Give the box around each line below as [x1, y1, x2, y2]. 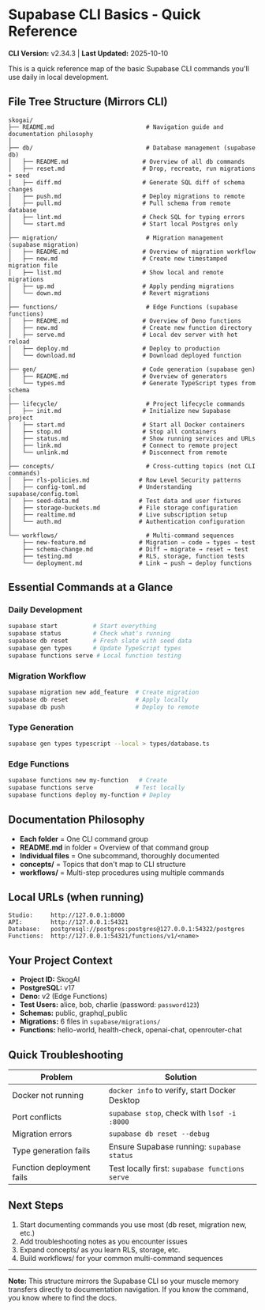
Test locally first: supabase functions [108, 1163, 244, 1174]
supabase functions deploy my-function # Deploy [8, 791, 171, 799]
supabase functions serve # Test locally [8, 784, 185, 792]
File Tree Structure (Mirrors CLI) [8, 95, 168, 108]
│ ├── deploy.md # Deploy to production [8, 344, 221, 353]
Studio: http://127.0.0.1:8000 [8, 911, 125, 919]
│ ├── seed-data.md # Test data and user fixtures [8, 497, 242, 505]
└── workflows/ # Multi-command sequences [8, 532, 235, 540]
